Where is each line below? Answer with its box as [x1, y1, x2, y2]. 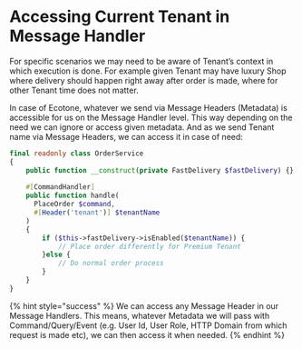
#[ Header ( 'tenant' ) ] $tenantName [33, 208, 161, 217]
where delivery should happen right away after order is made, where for [9, 75, 278, 85]
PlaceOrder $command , [33, 200, 116, 209]
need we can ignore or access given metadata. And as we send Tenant [9, 121, 275, 133]
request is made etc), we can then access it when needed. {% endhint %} [9, 329, 286, 340]
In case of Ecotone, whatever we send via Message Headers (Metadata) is [9, 102, 287, 113]
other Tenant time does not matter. [9, 85, 139, 95]
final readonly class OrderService [9, 148, 144, 158]
